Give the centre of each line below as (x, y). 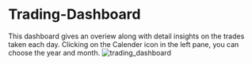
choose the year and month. (54, 52)
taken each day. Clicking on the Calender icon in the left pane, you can (124, 44)
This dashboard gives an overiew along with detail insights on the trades (126, 36)
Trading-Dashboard (74, 14)
